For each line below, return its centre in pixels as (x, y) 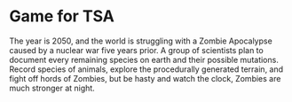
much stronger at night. (52, 88)
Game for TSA (62, 16)
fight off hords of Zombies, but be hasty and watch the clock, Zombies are (145, 78)
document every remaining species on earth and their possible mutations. (144, 59)
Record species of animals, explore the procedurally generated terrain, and (146, 69)
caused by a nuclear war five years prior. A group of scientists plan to (136, 50)
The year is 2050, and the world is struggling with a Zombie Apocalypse (141, 41)
